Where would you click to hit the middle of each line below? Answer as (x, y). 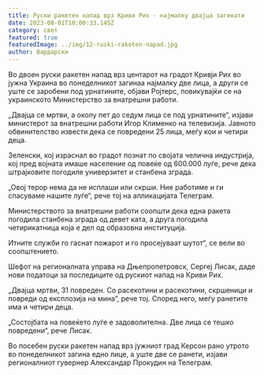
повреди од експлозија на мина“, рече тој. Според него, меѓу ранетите (128, 299)
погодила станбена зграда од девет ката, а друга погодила (108, 219)
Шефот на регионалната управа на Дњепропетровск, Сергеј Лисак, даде (132, 266)
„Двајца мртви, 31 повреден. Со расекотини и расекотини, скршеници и (130, 290)
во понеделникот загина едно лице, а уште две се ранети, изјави (118, 354)
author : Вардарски (38, 52)
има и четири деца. (41, 307)
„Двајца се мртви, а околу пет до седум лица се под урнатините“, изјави (131, 115)
